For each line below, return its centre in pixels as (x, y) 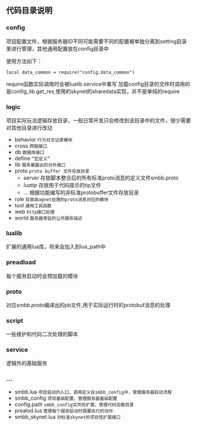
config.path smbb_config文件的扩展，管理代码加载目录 (74, 404)
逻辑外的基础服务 (27, 363)
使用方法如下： (24, 61)
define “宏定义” (32, 158)
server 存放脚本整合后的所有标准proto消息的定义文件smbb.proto (101, 178)
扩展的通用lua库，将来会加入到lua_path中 (56, 247)
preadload (21, 262)
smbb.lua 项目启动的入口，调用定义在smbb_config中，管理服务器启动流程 (93, 392)
